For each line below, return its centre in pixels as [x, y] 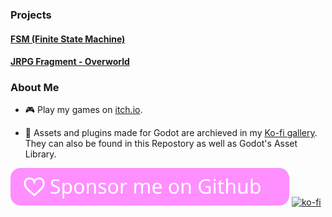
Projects [31, 15]
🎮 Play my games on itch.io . [83, 110]
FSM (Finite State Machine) [68, 39]
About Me [35, 88]
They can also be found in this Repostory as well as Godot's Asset [161, 144]
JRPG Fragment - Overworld [70, 62]
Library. [40, 154]
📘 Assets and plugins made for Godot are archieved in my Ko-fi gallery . [171, 133]
